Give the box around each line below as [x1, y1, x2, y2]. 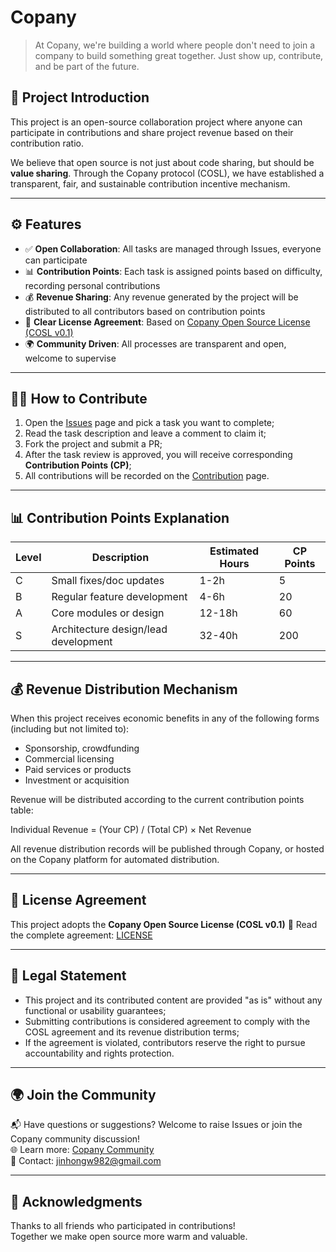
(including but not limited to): [10, 723, 130, 735]
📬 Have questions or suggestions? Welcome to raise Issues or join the [10, 1119, 303, 1131]
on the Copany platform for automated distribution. [10, 854, 220, 865]
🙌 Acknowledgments [10, 1193, 143, 1210]
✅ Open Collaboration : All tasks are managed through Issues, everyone [24, 242, 322, 255]
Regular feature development [51, 590, 188, 604]
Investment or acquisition [24, 774, 130, 786]
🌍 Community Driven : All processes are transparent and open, [24, 337, 287, 350]
